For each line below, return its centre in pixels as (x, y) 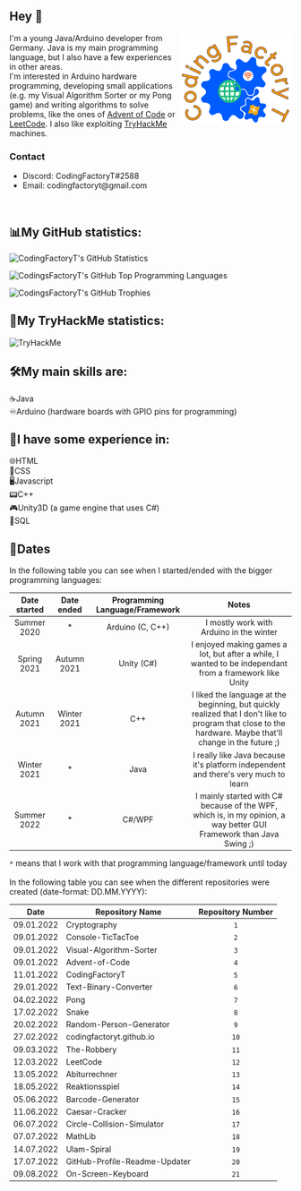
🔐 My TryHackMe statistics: (87, 321)
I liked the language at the (239, 695)
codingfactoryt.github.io (110, 1037)
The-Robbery (91, 1050)
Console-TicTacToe (103, 938)
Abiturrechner (92, 1075)
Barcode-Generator (103, 1099)
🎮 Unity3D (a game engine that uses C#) (84, 508)
